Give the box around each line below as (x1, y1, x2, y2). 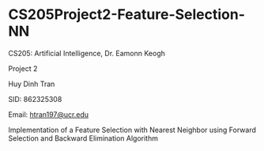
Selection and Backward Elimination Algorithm (8, 133, 158, 143)
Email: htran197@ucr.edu (8, 109, 89, 119)
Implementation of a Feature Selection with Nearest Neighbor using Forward (8, 125, 257, 134)
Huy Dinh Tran (8, 79, 55, 89)
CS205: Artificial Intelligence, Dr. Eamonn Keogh (8, 48, 166, 58)
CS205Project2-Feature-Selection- (8, 6, 246, 24)
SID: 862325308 (8, 94, 62, 104)
